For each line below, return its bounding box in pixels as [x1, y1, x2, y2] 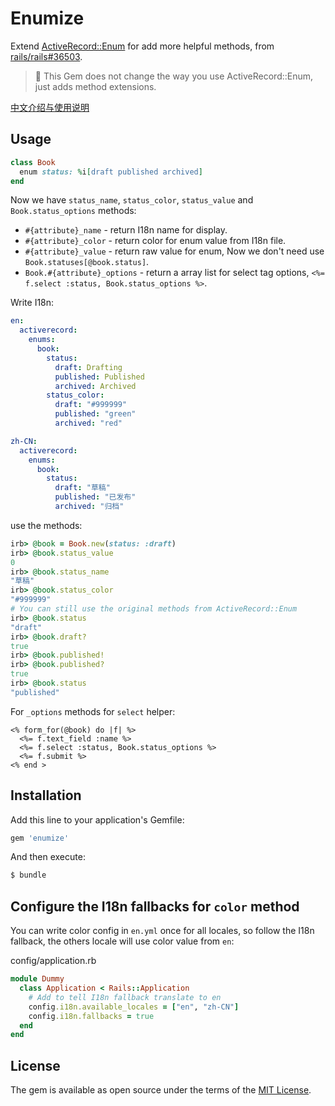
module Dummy [10, 974, 65, 984]
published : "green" [54, 409, 137, 419]
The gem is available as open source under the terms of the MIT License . [10, 1084, 312, 1096]
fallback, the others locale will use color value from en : [10, 935, 235, 947]
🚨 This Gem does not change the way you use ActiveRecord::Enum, [34, 70, 314, 82]
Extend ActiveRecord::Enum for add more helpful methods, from [10, 40, 275, 52]
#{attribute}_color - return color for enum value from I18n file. [24, 235, 287, 247]
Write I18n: [10, 297, 55, 309]
